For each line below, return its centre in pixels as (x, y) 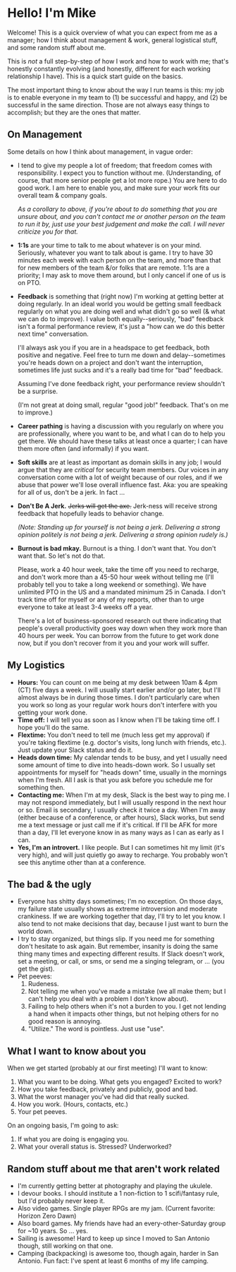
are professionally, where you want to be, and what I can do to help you (121, 433)
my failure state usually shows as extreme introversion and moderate (117, 909)
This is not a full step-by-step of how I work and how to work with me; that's (118, 61)
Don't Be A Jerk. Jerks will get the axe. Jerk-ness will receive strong (117, 505)
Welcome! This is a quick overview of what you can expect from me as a (112, 32)
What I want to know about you (77, 1051)
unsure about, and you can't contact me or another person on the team (122, 216)
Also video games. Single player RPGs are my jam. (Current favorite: (116, 1208)
